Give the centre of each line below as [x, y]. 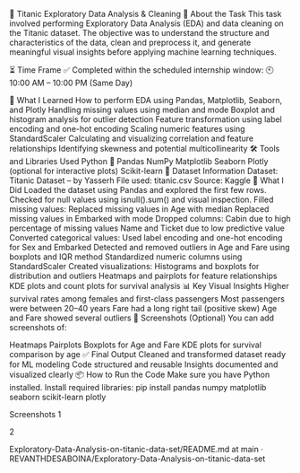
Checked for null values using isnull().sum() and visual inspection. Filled [141, 199]
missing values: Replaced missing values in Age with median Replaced [139, 209]
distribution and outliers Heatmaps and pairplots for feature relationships [143, 276]
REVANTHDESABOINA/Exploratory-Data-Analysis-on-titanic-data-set [137, 459]
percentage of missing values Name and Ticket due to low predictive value [147, 228]
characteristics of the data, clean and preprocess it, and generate [130, 42]
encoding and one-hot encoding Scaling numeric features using [127, 129]
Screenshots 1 [35, 414]
